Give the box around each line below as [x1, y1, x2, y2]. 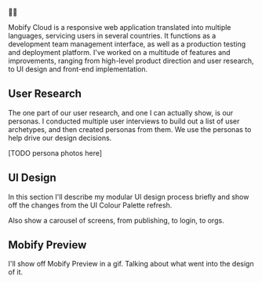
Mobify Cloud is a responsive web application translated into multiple [8, 23, 231, 31]
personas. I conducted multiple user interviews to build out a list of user [8, 116, 240, 126]
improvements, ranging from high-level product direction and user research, [8, 56, 254, 65]
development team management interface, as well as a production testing [8, 39, 246, 49]
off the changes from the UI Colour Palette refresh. [8, 200, 173, 210]
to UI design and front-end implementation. [8, 64, 148, 74]
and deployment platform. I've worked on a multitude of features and [8, 48, 231, 57]
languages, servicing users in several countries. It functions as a [8, 31, 217, 40]
